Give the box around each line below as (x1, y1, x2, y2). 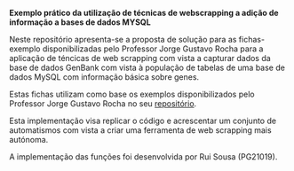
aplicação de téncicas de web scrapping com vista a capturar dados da (9, 53, 271, 63)
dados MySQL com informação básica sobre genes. (9, 72, 200, 82)
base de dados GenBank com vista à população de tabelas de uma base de (9, 62, 286, 73)
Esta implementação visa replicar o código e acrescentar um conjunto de (9, 115, 277, 126)
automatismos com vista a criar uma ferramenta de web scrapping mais (9, 125, 273, 136)
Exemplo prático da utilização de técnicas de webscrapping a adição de (9, 8, 279, 18)
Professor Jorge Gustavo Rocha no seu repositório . (9, 98, 197, 109)
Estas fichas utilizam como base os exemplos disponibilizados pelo (9, 89, 255, 99)
